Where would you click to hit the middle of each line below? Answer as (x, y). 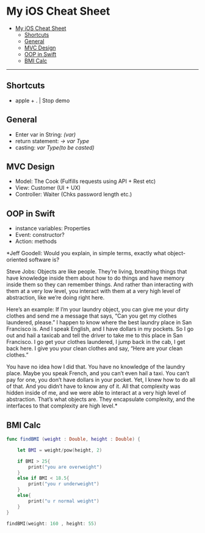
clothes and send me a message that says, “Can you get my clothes (92, 316)
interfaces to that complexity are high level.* (62, 406)
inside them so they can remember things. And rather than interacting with (100, 285)
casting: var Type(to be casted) (55, 147)
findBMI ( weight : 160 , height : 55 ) (52, 524)
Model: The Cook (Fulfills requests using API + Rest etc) (85, 181)
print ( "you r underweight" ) (64, 484)
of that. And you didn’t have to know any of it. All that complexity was (93, 386)
